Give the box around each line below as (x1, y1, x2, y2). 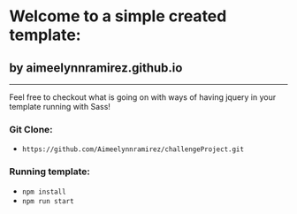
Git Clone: (9, 123, 53, 135)
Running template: (9, 165, 90, 178)
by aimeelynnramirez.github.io (9, 60, 183, 75)
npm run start (21, 196, 74, 205)
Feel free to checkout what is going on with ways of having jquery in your (9, 92, 277, 103)
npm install (21, 187, 66, 196)
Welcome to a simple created (9, 6, 227, 27)
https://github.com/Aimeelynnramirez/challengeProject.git (21, 145, 245, 154)
